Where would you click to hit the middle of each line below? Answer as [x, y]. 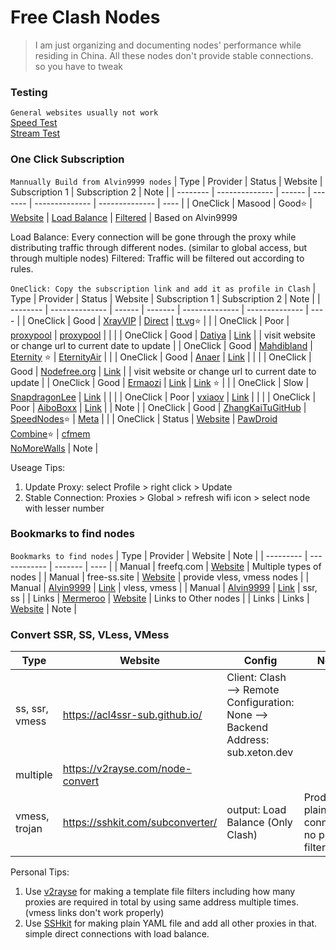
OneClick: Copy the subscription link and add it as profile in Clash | [163, 288]
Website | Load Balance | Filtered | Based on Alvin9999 [124, 217]
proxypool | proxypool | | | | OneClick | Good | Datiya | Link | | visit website [163, 335]
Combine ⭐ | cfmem [50, 433]
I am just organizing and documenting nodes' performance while [168, 45]
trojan [29, 829]
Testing [29, 92]
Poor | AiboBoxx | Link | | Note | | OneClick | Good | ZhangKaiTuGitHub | [158, 407]
